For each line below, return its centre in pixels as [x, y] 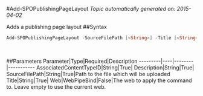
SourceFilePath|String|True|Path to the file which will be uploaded [88, 74]
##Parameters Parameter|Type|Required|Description [72, 61]
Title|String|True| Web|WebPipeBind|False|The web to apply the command [99, 80]
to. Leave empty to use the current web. [56, 86]
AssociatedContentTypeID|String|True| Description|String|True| [115, 67]
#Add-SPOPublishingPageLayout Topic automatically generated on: [91, 9]
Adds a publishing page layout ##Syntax [57, 27]
